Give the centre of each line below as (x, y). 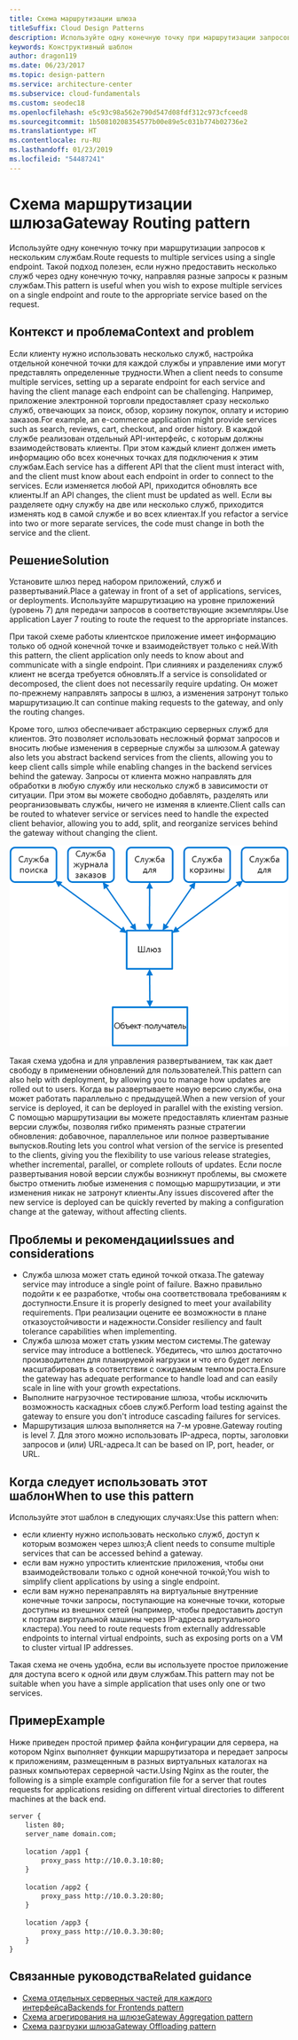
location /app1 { (57, 1851)
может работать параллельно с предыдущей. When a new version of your (147, 1099)
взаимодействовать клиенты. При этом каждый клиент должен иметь (143, 447)
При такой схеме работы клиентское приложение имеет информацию (143, 637)
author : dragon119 (43, 56)
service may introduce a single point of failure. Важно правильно (142, 1284)
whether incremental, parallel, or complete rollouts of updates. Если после (145, 1165)
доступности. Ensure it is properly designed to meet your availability (147, 1304)
